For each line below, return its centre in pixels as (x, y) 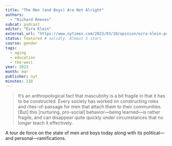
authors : (15, 15)
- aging (18, 53)
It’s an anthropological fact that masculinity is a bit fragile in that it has (91, 95)
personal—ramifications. (40, 138)
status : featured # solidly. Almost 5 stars (53, 39)
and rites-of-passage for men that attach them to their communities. (90, 106)
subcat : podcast (23, 24)
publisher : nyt (21, 77)
